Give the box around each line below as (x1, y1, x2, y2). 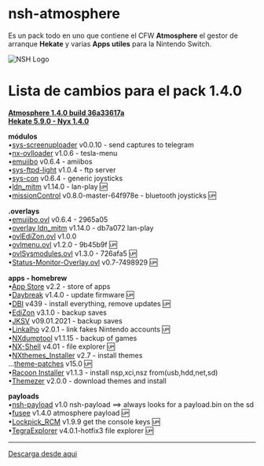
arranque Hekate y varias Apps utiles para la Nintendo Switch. (8, 39, 212, 48)
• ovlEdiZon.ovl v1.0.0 (8, 231, 77, 241)
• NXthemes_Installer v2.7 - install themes (8, 350, 143, 360)
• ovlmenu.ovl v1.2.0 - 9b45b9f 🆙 (8, 239, 118, 249)
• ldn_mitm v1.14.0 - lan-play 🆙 (8, 182, 108, 191)
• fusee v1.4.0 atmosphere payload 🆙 (8, 408, 130, 417)
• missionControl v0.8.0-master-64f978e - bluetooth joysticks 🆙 (8, 190, 217, 200)
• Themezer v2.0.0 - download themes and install (8, 375, 167, 386)
